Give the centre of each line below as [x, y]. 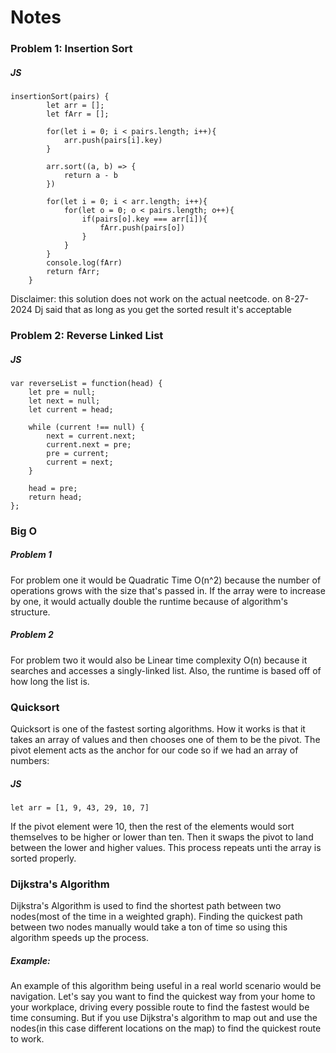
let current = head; [71, 409]
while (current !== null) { [86, 427]
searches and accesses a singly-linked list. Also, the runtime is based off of [166, 670]
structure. [30, 612]
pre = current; [78, 453]
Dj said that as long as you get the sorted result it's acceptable [163, 310]
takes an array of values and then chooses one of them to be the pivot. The [165, 740]
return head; [55, 497]
